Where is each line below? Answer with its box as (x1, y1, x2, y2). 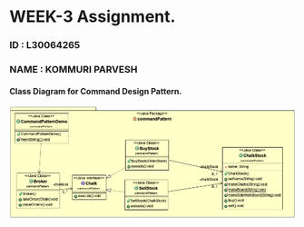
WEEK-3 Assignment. (9, 6, 176, 27)
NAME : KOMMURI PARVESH (9, 64, 138, 76)
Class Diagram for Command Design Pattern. (9, 85, 182, 96)
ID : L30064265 (9, 39, 81, 52)
